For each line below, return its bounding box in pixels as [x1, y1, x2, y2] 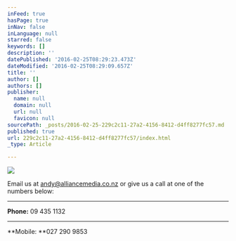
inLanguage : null [7, 30, 58, 37]
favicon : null [13, 115, 55, 122]
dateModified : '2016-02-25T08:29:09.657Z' [7, 63, 133, 70]
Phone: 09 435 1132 [7, 207, 66, 216]
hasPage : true [7, 17, 49, 24]
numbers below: [7, 187, 54, 195]
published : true [7, 128, 55, 135]
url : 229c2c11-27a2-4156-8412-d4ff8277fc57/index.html [7, 134, 171, 141]
